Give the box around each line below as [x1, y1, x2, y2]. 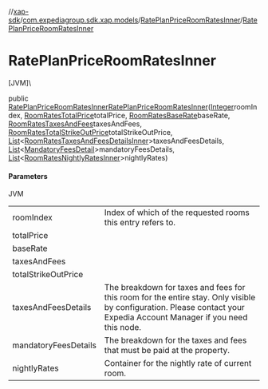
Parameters [8, 171, 48, 181]
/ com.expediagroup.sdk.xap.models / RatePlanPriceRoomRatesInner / [19, 15, 243, 25]
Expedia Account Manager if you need [104, 312, 248, 323]
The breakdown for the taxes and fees [104, 335, 247, 346]
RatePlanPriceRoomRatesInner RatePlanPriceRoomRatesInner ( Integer [8, 101, 235, 111]
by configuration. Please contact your [104, 302, 245, 313]
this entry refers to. [104, 217, 176, 228]
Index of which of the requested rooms [104, 207, 250, 218]
